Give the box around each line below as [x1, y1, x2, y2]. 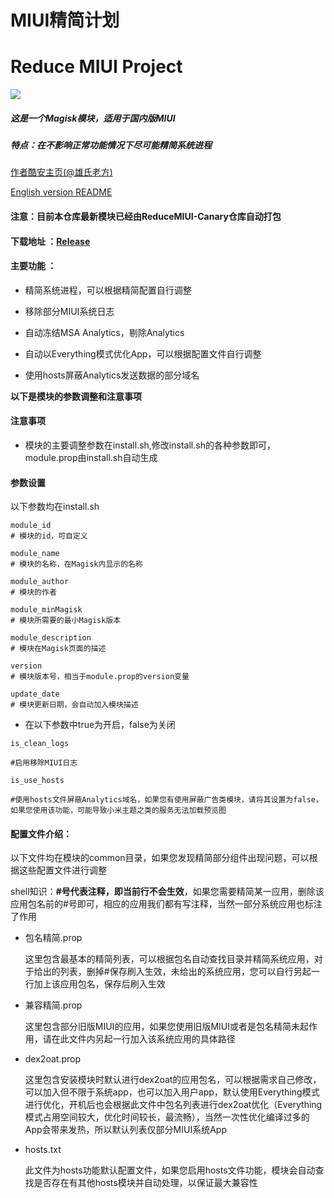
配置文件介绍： [10, 827, 72, 840]
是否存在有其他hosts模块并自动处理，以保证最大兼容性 [33, 1177, 258, 1189]
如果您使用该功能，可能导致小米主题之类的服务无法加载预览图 [10, 806, 227, 816]
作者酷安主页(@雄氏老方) [10, 166, 113, 178]
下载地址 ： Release [10, 235, 91, 247]
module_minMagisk [10, 605, 83, 615]
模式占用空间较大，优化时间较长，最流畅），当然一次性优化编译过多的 [24, 1111, 310, 1123]
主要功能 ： [10, 260, 57, 272]
